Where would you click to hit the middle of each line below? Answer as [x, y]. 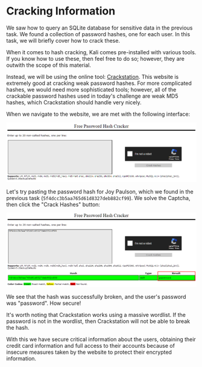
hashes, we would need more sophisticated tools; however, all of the [91, 89]
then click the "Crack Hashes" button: [53, 205]
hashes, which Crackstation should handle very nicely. [74, 102]
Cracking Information [61, 11]
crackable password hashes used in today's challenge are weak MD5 [93, 96]
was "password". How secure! [44, 303]
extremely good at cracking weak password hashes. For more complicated [99, 83]
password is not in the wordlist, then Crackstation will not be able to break [98, 321]
